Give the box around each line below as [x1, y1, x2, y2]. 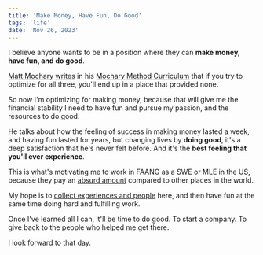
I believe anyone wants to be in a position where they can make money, [8, 48, 241, 57]
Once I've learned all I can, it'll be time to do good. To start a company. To [8, 214, 247, 224]
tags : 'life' [8, 19, 51, 27]
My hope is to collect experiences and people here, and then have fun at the [8, 190, 255, 201]
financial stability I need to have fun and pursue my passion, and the [8, 103, 229, 113]
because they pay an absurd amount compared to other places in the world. [8, 176, 254, 185]
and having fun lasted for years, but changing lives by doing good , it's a [8, 135, 241, 145]
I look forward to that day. [8, 238, 92, 248]
